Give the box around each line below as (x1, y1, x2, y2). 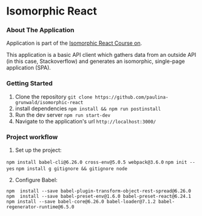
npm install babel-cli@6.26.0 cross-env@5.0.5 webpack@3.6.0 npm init (6, 159, 187, 166)
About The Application (6, 26, 75, 34)
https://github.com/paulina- (95, 94, 169, 100)
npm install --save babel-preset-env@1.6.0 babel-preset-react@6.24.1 (6, 194, 191, 200)
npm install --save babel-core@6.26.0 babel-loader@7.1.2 (6, 198, 156, 205)
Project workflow (6, 133, 58, 141)
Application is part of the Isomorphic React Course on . (6, 39, 143, 47)
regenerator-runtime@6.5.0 (6, 204, 75, 210)
